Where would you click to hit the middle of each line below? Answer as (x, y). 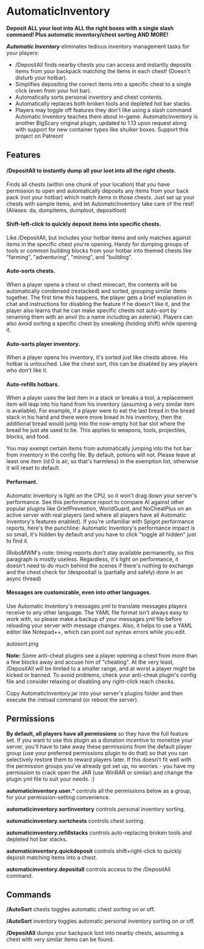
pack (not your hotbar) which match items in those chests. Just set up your (100, 197)
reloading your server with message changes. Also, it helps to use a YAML (100, 625)
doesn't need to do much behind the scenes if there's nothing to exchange (100, 566)
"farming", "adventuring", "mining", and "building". (69, 257)
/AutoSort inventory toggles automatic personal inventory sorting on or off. (100, 921)
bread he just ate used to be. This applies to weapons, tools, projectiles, (97, 430)
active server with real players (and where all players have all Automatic (97, 515)
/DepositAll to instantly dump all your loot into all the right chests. (91, 170)
